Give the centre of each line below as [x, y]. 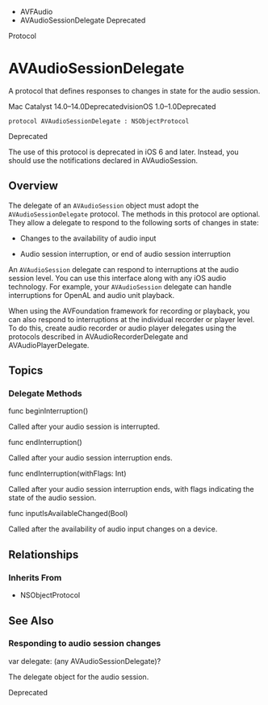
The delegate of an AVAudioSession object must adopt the [104, 205]
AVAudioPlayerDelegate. [49, 345]
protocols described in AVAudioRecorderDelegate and [98, 336]
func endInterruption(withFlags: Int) [67, 474]
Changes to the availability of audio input [88, 238]
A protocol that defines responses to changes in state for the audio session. [134, 90]
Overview [33, 186]
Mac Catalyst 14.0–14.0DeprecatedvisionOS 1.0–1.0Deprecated [112, 106]
